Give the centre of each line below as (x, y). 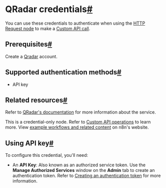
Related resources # (36, 100)
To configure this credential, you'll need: (47, 155)
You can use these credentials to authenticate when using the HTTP (75, 23)
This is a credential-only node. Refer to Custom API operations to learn (78, 122)
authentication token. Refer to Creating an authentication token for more (86, 176)
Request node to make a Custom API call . (48, 28)
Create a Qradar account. (31, 56)
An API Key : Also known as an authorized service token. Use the (79, 165)
